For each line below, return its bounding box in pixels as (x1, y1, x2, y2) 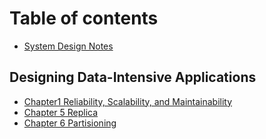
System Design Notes (23, 40, 114, 52)
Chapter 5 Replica (23, 106, 99, 118)
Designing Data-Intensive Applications (9, 69, 257, 86)
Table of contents (9, 7, 159, 30)
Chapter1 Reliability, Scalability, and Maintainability (23, 95, 233, 107)
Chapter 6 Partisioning (23, 117, 117, 129)
